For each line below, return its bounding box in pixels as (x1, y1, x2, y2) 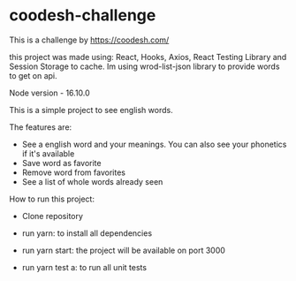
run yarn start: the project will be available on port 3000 (21, 245, 225, 255)
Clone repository (21, 210, 84, 221)
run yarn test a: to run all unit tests (21, 262, 148, 272)
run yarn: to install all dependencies (21, 227, 153, 239)
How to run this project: (9, 194, 95, 204)
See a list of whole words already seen (21, 176, 163, 186)
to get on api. (9, 70, 57, 80)
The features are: (9, 121, 72, 133)
